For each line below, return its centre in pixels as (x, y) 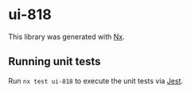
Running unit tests (55, 62)
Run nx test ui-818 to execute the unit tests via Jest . (96, 80)
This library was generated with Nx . (66, 37)
